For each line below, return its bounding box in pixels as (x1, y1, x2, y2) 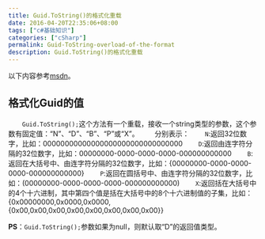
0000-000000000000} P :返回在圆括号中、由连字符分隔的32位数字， (8, 168, 247, 178)
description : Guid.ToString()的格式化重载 (8, 48, 143, 56)
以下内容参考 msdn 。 (8, 71, 75, 80)
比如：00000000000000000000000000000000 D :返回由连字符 (21, 138, 246, 148)
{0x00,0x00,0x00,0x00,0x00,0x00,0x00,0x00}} (8, 205, 165, 214)
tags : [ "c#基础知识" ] (8, 26, 75, 34)
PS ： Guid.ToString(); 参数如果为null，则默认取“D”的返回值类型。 (8, 222, 221, 231)
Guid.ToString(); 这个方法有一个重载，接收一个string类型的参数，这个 (22, 119, 251, 128)
